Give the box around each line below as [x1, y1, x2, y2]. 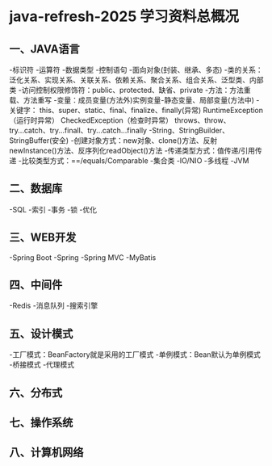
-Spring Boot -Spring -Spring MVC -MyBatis [9, 252, 157, 262]
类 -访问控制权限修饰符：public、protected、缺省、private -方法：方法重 [9, 86, 251, 94]
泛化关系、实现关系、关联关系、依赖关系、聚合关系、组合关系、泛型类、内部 [9, 75, 264, 85]
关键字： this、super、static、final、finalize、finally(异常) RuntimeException [9, 106, 264, 115]
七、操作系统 [9, 416, 73, 430]
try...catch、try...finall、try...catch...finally [9, 126, 148, 135]
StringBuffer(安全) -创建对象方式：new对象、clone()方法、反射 [9, 136, 218, 145]
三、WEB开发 [9, 231, 77, 245]
